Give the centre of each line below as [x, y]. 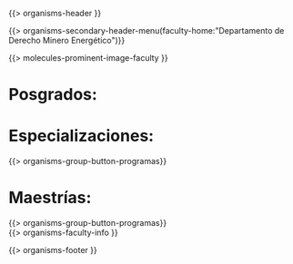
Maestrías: [50, 198]
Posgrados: [53, 95]
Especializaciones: [81, 136]
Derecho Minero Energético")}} [67, 40]
